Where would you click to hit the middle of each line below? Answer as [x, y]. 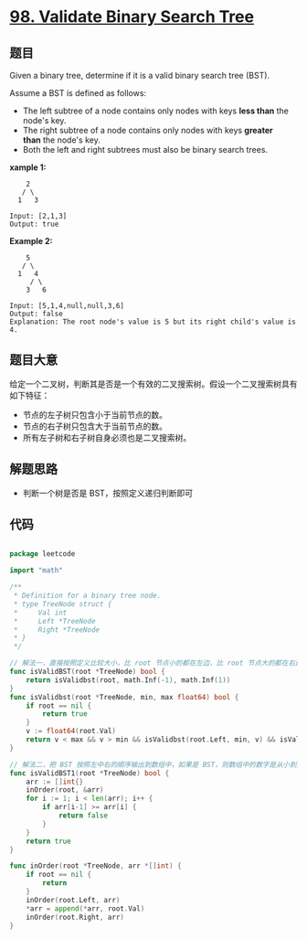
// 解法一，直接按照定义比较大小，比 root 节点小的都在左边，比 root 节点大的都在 [149, 663]
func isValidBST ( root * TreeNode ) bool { [88, 672]
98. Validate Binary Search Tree [132, 17]
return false [83, 816]
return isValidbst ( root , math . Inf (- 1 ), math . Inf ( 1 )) [128, 680]
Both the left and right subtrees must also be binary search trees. [145, 149]
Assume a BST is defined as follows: [78, 93]
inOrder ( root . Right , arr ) [75, 917]
